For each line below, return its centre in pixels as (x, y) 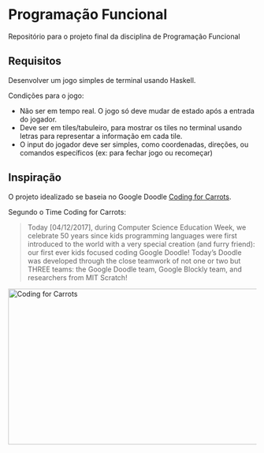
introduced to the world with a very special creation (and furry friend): (141, 244)
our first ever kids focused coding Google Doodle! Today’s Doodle (134, 252)
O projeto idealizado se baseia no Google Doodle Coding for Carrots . (120, 197)
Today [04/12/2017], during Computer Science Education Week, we (137, 227)
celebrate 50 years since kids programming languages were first (132, 235)
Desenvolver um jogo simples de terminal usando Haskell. (102, 80)
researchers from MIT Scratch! (77, 277)
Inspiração (35, 178)
